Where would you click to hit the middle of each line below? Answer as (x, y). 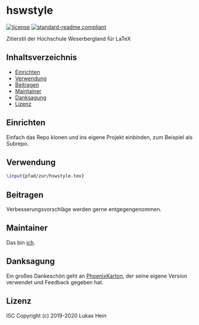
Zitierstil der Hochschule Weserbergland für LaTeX (69, 38)
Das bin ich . (21, 242)
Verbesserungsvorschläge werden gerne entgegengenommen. (84, 209)
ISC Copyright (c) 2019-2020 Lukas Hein (56, 315)
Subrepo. (18, 143)
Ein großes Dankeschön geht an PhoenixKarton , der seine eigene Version (97, 276)
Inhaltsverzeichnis (42, 58)
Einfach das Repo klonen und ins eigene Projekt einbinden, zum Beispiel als (99, 137)
